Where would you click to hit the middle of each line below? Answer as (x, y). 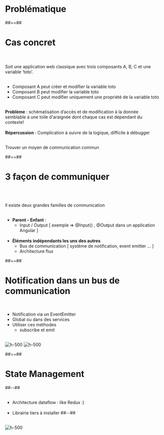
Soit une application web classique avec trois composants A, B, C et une (78, 66)
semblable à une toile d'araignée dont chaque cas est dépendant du (74, 117)
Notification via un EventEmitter (44, 314)
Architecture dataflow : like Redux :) (48, 402)
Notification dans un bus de (62, 281)
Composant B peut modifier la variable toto (56, 91)
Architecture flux (36, 251)
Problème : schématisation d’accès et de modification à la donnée (72, 112)
